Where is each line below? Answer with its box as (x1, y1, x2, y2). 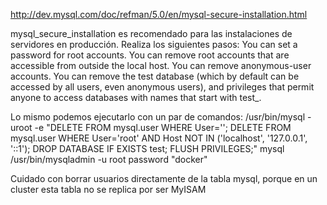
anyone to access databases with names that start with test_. (10, 92, 262, 103)
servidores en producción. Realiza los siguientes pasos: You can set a (10, 39, 298, 50)
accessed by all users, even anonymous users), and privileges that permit (10, 81, 315, 93)
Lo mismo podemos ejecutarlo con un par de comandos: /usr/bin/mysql (10, 111, 306, 123)
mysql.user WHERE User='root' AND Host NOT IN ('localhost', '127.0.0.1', (10, 132, 308, 144)
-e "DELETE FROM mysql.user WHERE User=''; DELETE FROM (34, 122, 292, 133)
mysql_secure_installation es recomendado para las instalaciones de (10, 28, 293, 39)
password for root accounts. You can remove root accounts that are (10, 49, 290, 61)
